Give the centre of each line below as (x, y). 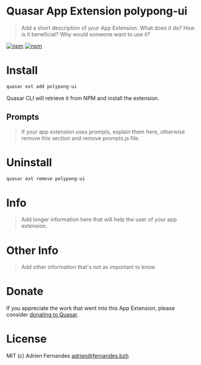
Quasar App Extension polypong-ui (97, 11)
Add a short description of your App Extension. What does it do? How (108, 28)
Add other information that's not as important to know (88, 267)
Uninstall (29, 162)
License (27, 339)
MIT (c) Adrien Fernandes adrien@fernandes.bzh (68, 356)
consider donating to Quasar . (42, 315)
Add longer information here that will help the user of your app (99, 219)
